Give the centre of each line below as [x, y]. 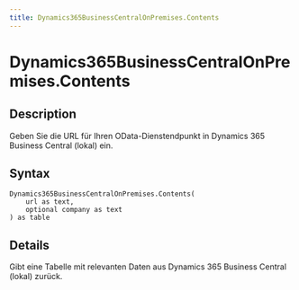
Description [43, 114]
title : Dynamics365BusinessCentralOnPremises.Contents [114, 18]
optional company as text [74, 210]
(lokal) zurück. [36, 277]
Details [29, 245]
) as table [30, 218]
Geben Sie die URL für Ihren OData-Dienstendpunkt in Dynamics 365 [137, 136]
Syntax [30, 174]
